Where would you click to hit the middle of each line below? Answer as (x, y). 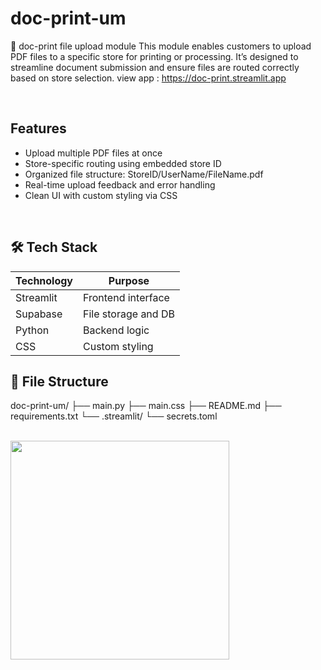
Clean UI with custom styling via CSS (101, 195)
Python (32, 330)
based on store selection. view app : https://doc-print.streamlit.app (148, 78)
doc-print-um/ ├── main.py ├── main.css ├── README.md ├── (146, 406)
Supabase (39, 314)
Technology (44, 280)
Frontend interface (126, 297)
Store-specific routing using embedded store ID (123, 163)
